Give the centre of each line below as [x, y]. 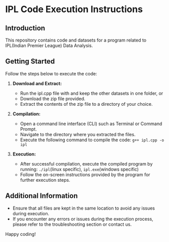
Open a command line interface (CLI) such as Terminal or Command [91, 124]
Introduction [25, 28]
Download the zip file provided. [53, 98]
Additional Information [41, 196]
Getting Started [30, 62]
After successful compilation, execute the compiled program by [86, 164]
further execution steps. [45, 180]
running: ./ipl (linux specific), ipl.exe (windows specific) [79, 169]
